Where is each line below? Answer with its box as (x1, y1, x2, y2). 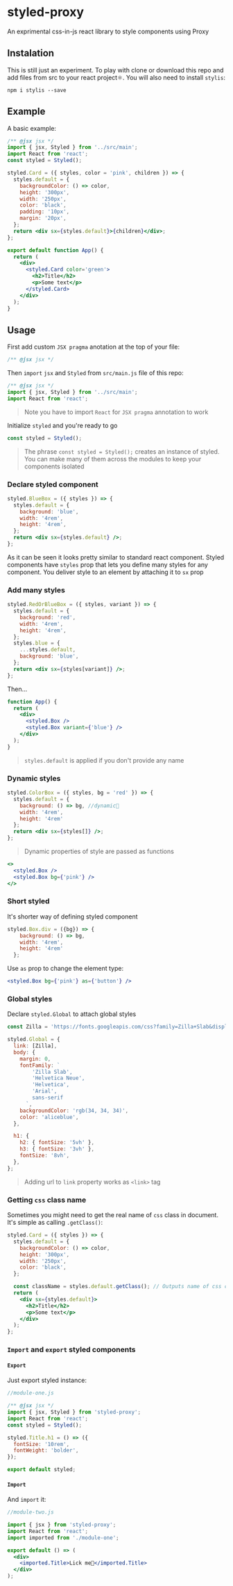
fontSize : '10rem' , (13, 1441, 70, 1448)
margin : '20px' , (19, 215, 67, 222)
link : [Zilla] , (13, 1042, 58, 1049)
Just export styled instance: (7, 1376, 87, 1385)
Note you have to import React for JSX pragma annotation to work (24, 408, 209, 416)
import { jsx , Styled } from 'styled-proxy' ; (7, 1409, 141, 1416)
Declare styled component (7, 479, 98, 489)
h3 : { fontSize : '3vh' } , (19, 1145, 95, 1152)
